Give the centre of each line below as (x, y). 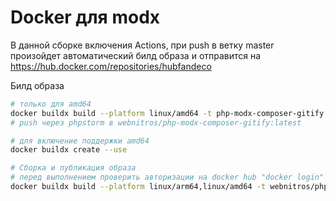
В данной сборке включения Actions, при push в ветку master (142, 45)
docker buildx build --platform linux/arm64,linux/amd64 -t (138, 187)
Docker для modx (85, 17)
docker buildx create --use (69, 150)
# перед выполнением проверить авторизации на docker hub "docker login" (167, 177)
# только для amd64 (51, 104)
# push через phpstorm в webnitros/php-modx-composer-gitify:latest (156, 122)
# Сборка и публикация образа (73, 168)
